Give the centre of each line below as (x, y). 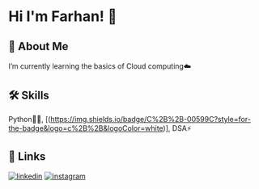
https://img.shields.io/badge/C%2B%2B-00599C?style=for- (151, 119)
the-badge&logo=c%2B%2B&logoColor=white (86, 128)
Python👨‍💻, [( (30, 119)
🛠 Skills (29, 96)
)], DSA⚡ (177, 128)
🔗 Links (27, 157)
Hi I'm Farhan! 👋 (63, 17)
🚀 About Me (38, 46)
